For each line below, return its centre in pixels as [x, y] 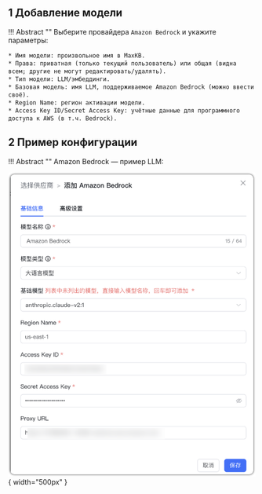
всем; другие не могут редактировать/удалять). [87, 71]
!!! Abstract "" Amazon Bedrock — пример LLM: [86, 161]
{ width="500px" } [38, 482]
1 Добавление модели [65, 13]
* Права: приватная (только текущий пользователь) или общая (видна [122, 63]
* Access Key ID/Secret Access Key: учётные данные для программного [124, 110]
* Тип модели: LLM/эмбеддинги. [59, 79]
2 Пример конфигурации [73, 143]
